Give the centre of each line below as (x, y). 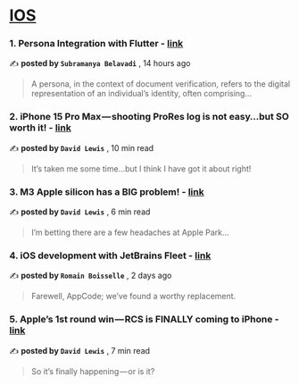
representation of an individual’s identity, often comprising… (141, 94)
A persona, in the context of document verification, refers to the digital (161, 84)
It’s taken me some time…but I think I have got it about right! (141, 168)
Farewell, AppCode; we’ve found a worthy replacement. (133, 297)
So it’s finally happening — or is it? (93, 371)
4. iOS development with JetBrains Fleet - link (110, 255)
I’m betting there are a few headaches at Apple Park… (130, 232)
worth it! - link (40, 128)
